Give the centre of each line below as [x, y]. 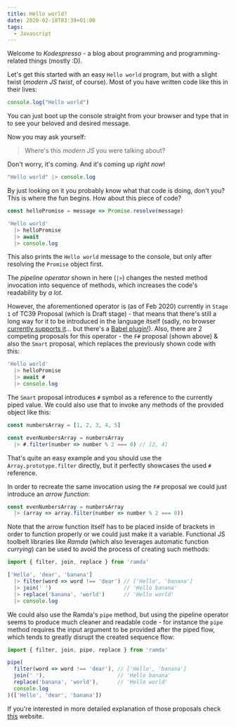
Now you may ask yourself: [47, 137]
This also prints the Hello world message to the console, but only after [110, 257]
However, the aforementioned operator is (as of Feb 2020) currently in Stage [118, 306]
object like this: [29, 412]
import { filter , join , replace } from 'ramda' [78, 562]
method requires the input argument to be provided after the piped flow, [111, 629]
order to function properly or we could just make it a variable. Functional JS [116, 534]
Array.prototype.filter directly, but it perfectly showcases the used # [110, 465]
